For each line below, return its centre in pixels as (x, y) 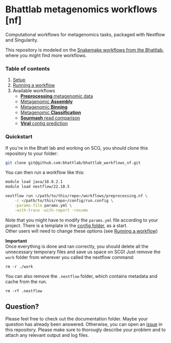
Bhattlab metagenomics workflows (81, 9)
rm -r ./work (19, 267)
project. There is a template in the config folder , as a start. (67, 225)
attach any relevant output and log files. (47, 335)
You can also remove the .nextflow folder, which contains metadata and (81, 276)
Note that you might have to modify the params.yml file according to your (82, 220)
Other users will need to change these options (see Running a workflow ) (81, 231)
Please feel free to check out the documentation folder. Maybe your (77, 319)
